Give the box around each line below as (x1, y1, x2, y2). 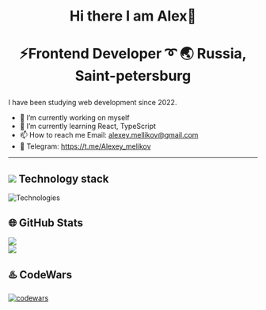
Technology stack (18, 172, 109, 185)
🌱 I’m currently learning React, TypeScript (19, 122, 157, 131)
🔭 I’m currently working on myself (19, 113, 130, 123)
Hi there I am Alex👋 (70, 7, 196, 25)
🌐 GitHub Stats (8, 216, 83, 229)
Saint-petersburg (74, 67, 192, 85)
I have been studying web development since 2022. (8, 98, 177, 108)
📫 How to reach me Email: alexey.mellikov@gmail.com (19, 130, 199, 140)
